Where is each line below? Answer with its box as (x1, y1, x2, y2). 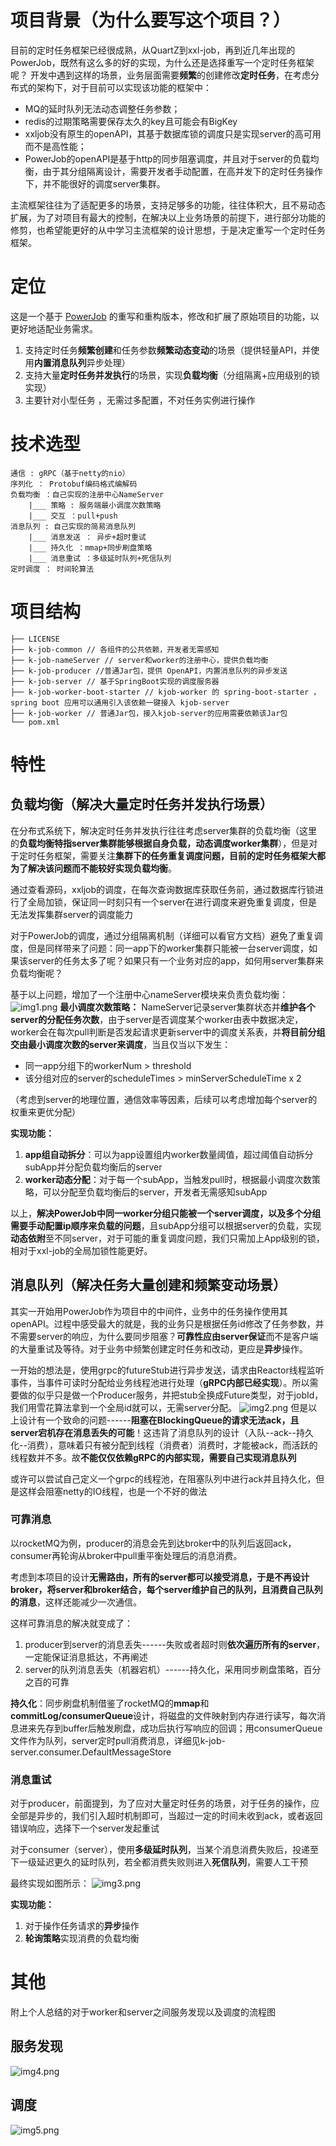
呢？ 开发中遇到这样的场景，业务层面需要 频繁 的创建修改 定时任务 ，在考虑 (10, 69, 311, 81)
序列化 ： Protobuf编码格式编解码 (10, 479, 138, 489)
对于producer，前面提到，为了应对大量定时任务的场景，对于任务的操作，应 (10, 1797, 320, 1810)
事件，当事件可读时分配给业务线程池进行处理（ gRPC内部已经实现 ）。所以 (10, 1376, 310, 1388)
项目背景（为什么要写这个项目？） (10, 9, 292, 32)
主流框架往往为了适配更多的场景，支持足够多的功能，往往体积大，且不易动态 (10, 199, 326, 211)
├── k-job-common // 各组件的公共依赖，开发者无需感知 (10, 644, 220, 655)
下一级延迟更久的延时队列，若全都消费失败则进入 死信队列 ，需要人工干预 (10, 1856, 308, 1868)
